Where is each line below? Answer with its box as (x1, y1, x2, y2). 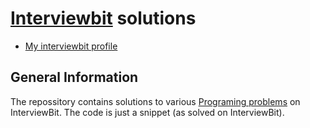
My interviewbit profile (24, 40, 118, 52)
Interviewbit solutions (10, 7, 197, 30)
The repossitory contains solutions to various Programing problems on (10, 95, 301, 107)
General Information (10, 69, 139, 86)
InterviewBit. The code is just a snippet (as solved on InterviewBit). (10, 106, 285, 118)
